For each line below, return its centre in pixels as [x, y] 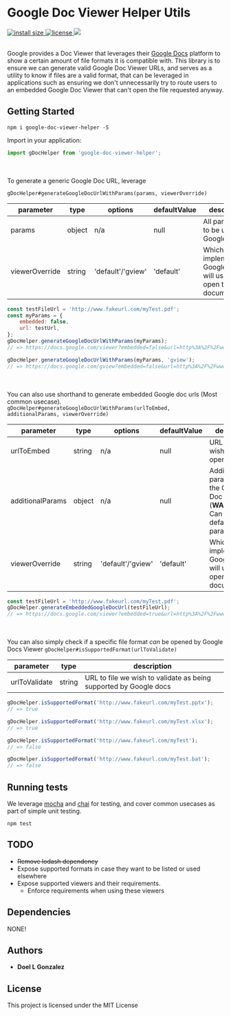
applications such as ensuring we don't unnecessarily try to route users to [112, 82]
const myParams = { [35, 315]
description [152, 666]
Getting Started [41, 112]
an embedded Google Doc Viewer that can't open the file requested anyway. [115, 90]
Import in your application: [44, 140]
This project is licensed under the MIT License [73, 1005]
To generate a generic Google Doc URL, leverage [77, 180]
